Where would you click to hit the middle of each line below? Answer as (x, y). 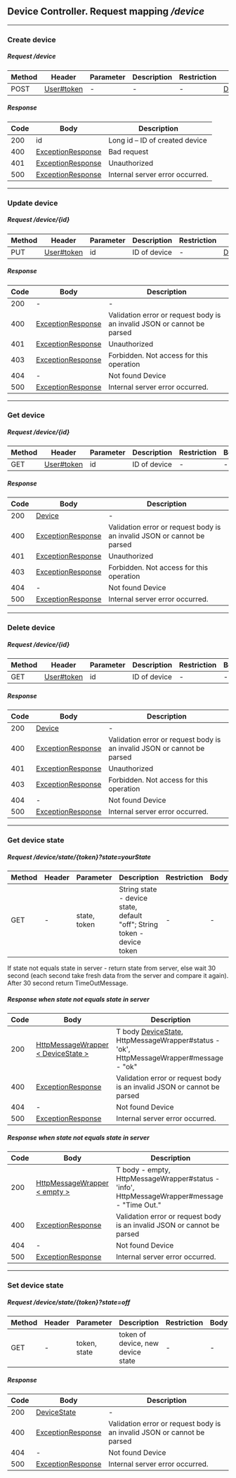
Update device (33, 203)
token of (132, 1334)
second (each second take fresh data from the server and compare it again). (118, 976)
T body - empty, (143, 1170)
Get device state (36, 840)
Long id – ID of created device (158, 140)
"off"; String (139, 924)
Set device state (35, 1285)
